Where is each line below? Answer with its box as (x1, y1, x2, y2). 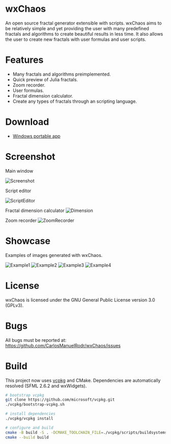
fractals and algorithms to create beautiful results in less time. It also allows (5, 31, 163, 37)
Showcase (5, 235, 51, 247)
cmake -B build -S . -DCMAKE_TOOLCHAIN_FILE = (5, 430, 103, 435)
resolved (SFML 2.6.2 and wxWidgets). (5, 383, 87, 389)
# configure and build (5, 425, 53, 430)
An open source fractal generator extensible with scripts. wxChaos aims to (5, 20, 162, 26)
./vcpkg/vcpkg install (5, 416, 53, 421)
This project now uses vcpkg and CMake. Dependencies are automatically (5, 377, 161, 383)
